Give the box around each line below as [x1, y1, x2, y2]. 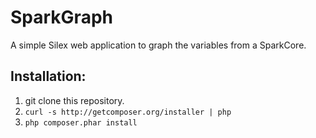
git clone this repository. [24, 94, 125, 106]
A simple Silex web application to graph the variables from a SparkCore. [10, 39, 307, 51]
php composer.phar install [24, 117, 138, 128]
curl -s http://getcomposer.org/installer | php [24, 107, 232, 117]
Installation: [10, 68, 87, 85]
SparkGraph [10, 6, 113, 29]
